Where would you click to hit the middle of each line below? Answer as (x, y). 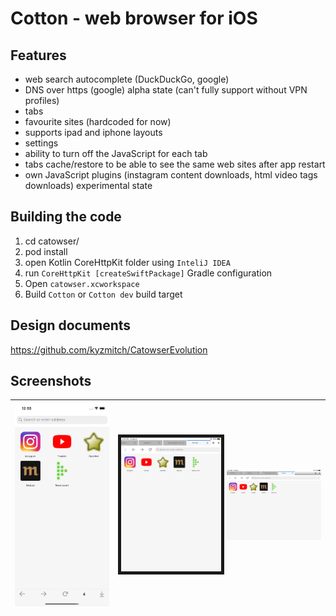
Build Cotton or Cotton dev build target (103, 294)
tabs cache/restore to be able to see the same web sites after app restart (175, 164)
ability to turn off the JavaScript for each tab (116, 153)
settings (41, 143)
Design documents (71, 325)
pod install (46, 251)
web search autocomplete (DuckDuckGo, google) (127, 79)
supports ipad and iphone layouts (93, 132)
